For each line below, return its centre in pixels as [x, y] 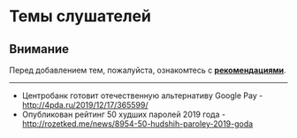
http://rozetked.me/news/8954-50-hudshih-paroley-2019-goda [137, 124]
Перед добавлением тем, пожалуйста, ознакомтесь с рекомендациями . [148, 70]
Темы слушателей [80, 16]
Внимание [39, 49]
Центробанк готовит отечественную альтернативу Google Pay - [142, 96]
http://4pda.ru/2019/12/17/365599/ [85, 105]
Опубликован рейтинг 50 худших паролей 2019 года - [124, 114]
